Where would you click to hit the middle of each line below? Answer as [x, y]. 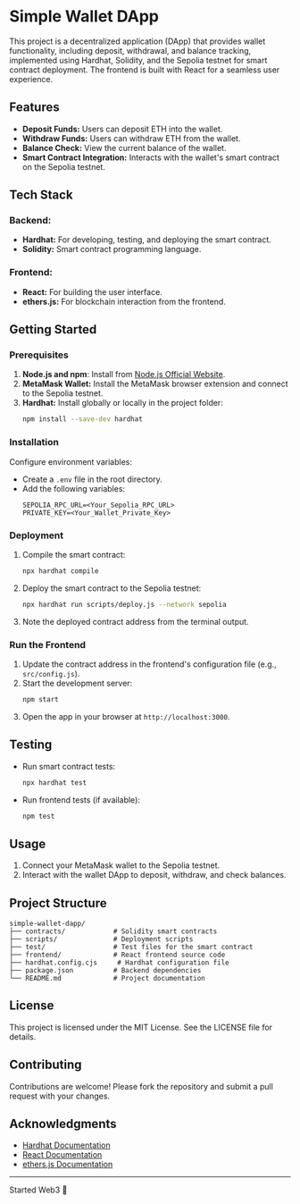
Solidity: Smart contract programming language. [112, 249]
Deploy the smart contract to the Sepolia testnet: [112, 588]
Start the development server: [77, 683]
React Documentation [62, 1155]
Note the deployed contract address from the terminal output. [135, 621]
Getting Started [53, 329]
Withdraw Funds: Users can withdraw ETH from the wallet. [131, 138]
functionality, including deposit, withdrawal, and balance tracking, [130, 50]
